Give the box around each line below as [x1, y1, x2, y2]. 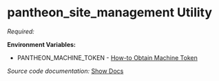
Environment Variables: [7, 40, 76, 48]
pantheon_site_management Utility [7, 5, 212, 20]
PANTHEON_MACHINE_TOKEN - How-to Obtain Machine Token [17, 53, 198, 62]
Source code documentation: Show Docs [7, 67, 124, 75]
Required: [7, 27, 34, 35]
